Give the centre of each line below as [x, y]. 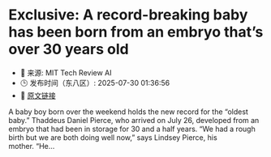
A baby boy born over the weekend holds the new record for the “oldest [129, 112]
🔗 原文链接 [38, 95]
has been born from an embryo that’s [136, 32]
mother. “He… [32, 146]
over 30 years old [69, 49]
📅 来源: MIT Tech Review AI [66, 72]
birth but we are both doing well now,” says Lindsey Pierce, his [113, 137]
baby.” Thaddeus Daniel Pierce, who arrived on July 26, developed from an [134, 120]
